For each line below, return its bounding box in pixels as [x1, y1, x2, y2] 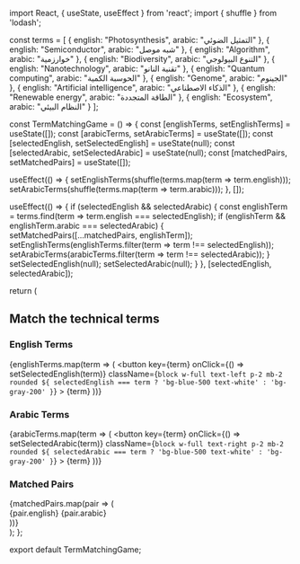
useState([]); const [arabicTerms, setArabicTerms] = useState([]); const [9, 128, 274, 138]
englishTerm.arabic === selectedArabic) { [9, 220, 164, 231]
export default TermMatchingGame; [9, 544, 142, 555]
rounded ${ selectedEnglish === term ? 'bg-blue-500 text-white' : [9, 377, 268, 387]
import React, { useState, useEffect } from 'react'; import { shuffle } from [9, 8, 277, 18]
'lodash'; [9, 17, 42, 28]
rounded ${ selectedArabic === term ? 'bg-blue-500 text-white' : [9, 447, 263, 456]
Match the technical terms [9, 312, 160, 327]
